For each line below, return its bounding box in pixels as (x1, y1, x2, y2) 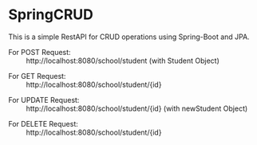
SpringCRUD (8, 6, 94, 24)
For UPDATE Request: (8, 95, 80, 104)
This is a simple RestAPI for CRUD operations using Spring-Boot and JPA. (8, 32, 250, 41)
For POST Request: (8, 47, 71, 57)
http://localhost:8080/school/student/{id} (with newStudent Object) (26, 104, 248, 113)
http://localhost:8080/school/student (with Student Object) (26, 56, 219, 65)
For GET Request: (8, 71, 66, 80)
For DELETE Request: (8, 119, 78, 128)
